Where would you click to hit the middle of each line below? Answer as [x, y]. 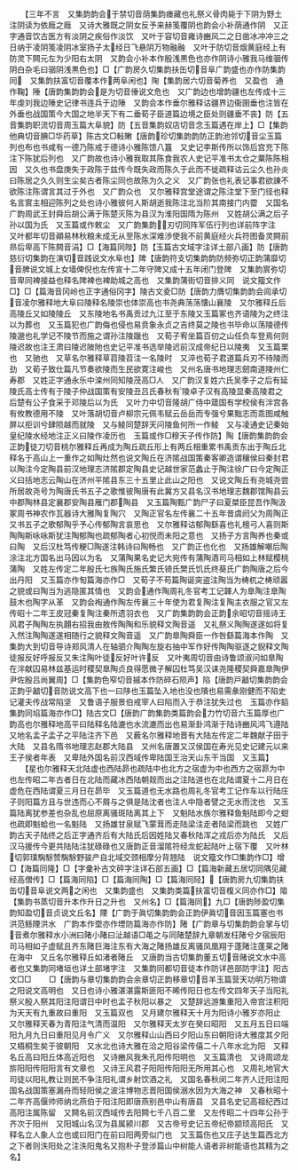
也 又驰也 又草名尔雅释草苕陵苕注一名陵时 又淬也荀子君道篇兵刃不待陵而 [149, 358]
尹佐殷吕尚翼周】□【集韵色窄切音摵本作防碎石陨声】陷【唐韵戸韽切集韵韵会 [149, 680]
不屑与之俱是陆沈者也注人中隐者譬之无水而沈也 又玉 [192, 802]
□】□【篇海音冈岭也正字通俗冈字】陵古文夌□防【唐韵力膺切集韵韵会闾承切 [148, 291]
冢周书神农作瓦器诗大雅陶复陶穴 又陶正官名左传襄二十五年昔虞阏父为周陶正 [149, 513]
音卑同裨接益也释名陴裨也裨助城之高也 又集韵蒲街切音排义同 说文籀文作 [145, 280]
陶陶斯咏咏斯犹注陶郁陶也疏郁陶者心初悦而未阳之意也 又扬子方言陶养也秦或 [149, 535]
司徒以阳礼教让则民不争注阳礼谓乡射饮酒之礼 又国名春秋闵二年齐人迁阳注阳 [149, 1079]
